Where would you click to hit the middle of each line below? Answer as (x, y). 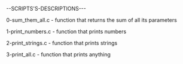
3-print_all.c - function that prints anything (58, 55)
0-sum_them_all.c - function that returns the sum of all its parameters (92, 20)
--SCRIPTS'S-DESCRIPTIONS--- (46, 9)
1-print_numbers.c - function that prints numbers (66, 31)
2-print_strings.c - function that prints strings (62, 43)
